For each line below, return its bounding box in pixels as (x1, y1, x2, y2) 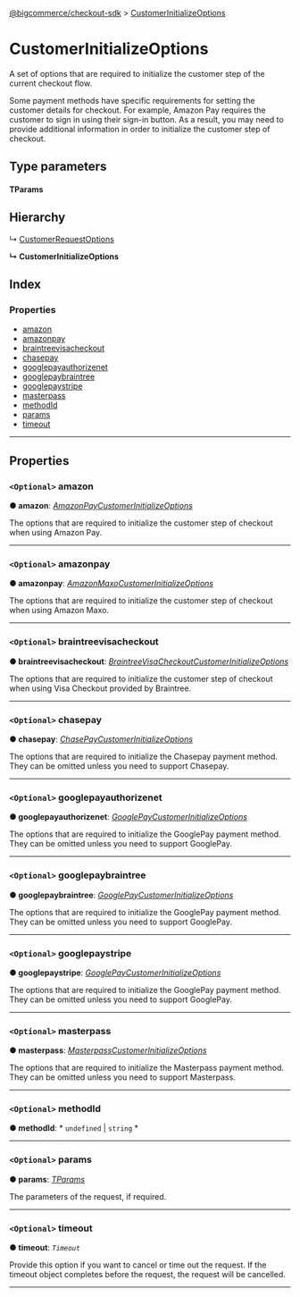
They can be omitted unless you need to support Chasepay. (9, 761, 229, 771)
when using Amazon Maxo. (9, 605, 110, 616)
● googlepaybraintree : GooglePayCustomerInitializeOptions (9, 889, 234, 900)
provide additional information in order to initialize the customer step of (9, 123, 271, 134)
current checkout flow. (9, 78, 92, 88)
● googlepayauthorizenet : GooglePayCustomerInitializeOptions (9, 812, 248, 822)
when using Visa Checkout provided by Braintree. (9, 683, 192, 694)
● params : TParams (9, 1174, 86, 1184)
